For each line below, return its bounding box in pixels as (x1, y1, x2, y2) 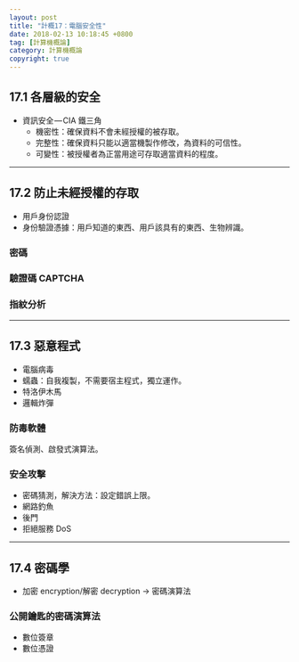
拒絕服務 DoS (21, 523, 72, 535)
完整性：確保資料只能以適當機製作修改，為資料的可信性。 (35, 137, 246, 148)
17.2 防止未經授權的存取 (9, 185, 140, 200)
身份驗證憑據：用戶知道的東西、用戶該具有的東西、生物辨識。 (21, 222, 249, 233)
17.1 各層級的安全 (9, 90, 101, 105)
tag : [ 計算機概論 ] (9, 37, 71, 47)
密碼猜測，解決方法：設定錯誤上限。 (21, 490, 156, 501)
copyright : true (9, 54, 69, 63)
